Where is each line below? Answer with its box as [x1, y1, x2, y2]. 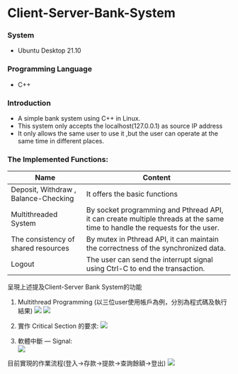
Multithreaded [11, 209, 58, 219]
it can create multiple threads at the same [86, 214, 225, 224]
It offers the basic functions [86, 189, 178, 199]
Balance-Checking [11, 194, 74, 204]
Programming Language [7, 64, 92, 74]
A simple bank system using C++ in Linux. [17, 114, 141, 123]
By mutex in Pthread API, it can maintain [86, 234, 219, 244]
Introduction [7, 98, 51, 108]
